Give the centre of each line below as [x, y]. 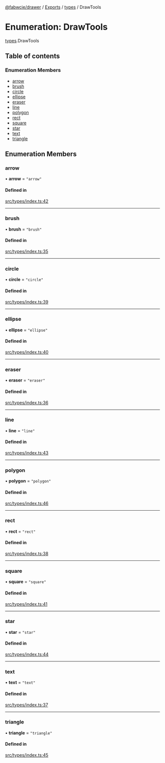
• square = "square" [26, 582]
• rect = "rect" [20, 531]
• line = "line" [20, 430]
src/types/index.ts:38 [27, 554]
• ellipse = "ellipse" [27, 330]
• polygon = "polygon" [28, 481]
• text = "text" [20, 683]
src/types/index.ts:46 [27, 503]
